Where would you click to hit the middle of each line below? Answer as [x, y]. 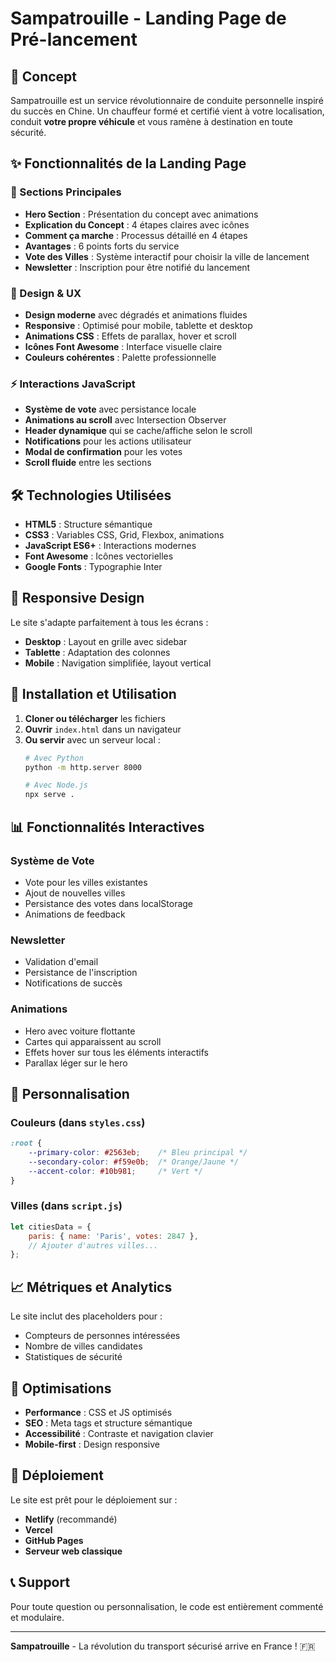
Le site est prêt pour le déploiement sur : [94, 1499]
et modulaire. [37, 1617]
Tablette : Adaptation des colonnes [97, 652]
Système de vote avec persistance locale [110, 409]
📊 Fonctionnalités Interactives [107, 827]
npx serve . [49, 795]
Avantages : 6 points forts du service [102, 246]
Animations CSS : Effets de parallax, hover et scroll [130, 336]
